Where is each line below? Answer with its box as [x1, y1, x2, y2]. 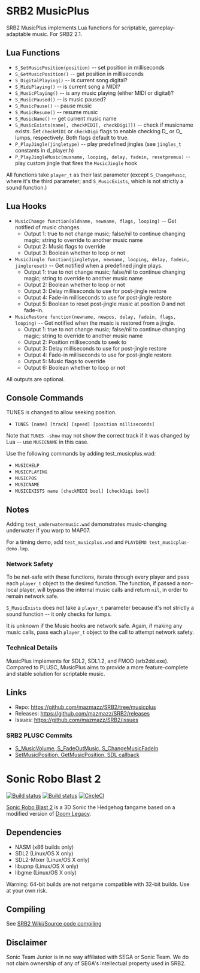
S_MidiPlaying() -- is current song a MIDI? [14, 83, 121, 90]
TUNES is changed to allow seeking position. [6, 409, 117, 416]
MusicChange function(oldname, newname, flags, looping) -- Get [14, 217, 177, 224]
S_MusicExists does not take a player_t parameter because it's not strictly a [6, 604, 195, 612]
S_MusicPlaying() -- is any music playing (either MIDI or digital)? [14, 89, 174, 97]
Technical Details [6, 643, 58, 652]
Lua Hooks [6, 201, 47, 211]
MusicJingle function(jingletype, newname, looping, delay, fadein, [14, 256, 190, 262]
